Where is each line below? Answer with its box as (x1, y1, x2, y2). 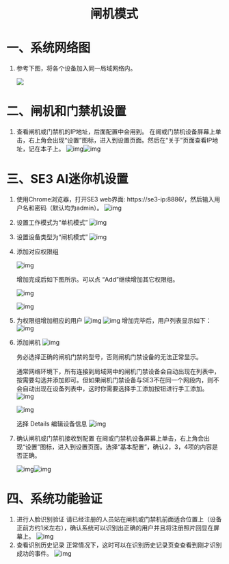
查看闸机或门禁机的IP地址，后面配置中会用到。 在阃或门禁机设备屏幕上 (16, 127, 216, 136)
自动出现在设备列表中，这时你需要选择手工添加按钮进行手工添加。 (22, 384, 208, 393)
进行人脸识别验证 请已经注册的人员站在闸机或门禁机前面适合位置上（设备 (16, 515, 222, 523)
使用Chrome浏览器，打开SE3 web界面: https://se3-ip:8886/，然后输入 (16, 195, 215, 203)
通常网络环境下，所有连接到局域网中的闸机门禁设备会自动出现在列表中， (16, 367, 220, 376)
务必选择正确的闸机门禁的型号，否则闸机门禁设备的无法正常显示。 (16, 353, 202, 360)
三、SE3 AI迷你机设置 (6, 171, 129, 187)
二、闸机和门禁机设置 (6, 103, 127, 119)
